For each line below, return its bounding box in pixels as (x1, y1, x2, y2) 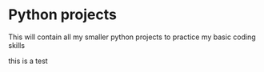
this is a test (8, 56, 48, 66)
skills (8, 40, 26, 50)
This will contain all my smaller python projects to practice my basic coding (8, 32, 256, 42)
